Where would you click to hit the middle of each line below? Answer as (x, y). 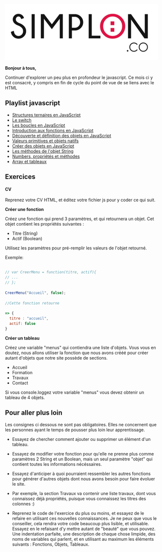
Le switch (22, 120)
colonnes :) (23, 504)
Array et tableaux (29, 161)
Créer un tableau (22, 338)
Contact (20, 383)
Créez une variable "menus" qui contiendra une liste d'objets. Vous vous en (81, 347)
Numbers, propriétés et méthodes (46, 156)
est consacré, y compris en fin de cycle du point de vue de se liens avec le (80, 83)
